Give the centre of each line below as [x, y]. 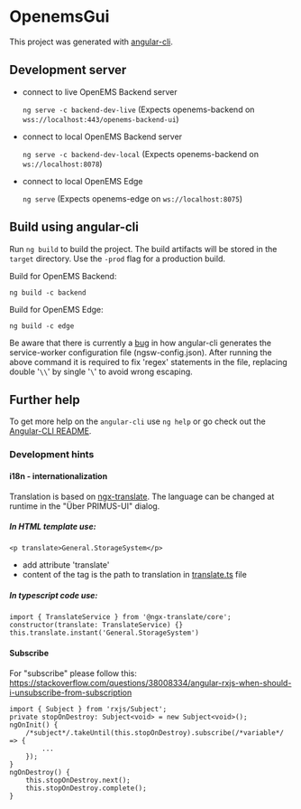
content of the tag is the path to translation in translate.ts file [135, 575]
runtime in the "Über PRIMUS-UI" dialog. [85, 506]
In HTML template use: [53, 527]
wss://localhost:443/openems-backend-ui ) [100, 118]
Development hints [52, 455]
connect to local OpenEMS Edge [82, 181]
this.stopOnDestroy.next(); [78, 780]
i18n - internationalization [59, 475]
